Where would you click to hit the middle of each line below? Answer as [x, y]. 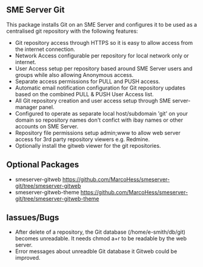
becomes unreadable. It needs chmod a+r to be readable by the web [101, 239]
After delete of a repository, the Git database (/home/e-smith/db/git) [100, 232]
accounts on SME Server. [47, 126]
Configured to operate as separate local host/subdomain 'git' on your [101, 113]
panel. [47, 107]
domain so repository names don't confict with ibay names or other [99, 120]
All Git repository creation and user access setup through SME [93, 101]
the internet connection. [45, 49]
